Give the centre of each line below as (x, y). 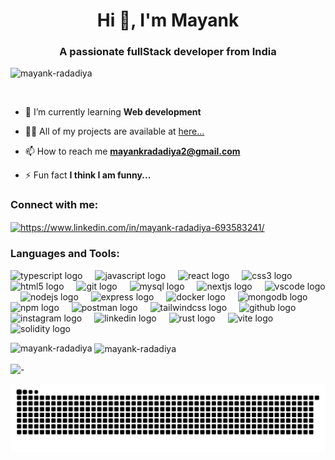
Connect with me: (54, 205)
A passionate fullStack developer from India (168, 52)
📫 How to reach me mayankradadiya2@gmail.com (132, 151)
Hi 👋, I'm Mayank (168, 20)
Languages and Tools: (65, 254)
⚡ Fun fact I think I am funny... (88, 175)
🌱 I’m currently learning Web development (113, 112)
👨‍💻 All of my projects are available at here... (114, 131)
